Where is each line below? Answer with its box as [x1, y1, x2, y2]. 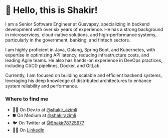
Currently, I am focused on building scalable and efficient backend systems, [5, 72, 162, 78]
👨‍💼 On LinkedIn [12, 127, 45, 133]
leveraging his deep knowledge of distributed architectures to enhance [5, 77, 152, 83]
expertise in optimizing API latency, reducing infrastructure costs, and [5, 52, 149, 58]
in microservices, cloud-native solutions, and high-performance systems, [5, 31, 157, 37]
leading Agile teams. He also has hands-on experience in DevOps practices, [5, 57, 162, 63]
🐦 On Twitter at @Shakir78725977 [12, 120, 85, 126]
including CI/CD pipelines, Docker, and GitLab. [5, 62, 101, 68]
